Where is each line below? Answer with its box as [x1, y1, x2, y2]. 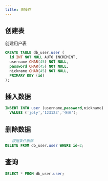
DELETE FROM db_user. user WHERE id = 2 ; [5, 143, 84, 148]
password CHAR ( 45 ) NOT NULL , [9, 64, 69, 69]
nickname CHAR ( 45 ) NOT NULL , [9, 68, 69, 74]
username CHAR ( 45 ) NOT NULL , [9, 59, 69, 64]
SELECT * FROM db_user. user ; [5, 171, 65, 176]
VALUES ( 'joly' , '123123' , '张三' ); [9, 110, 78, 115]
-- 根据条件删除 [5, 138, 34, 143]
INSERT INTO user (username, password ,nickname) [5, 106, 104, 111]
